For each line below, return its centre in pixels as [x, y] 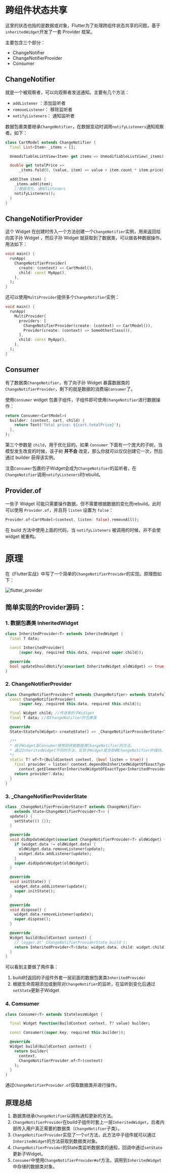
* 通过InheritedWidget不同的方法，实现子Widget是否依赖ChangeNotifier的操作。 [88, 750]
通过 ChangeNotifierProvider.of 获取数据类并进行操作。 [62, 1085]
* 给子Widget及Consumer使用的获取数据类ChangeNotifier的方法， [72, 745]
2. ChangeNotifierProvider [38, 684]
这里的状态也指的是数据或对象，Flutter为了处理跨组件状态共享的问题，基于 [83, 25]
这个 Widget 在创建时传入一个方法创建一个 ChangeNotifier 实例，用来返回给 [83, 232]
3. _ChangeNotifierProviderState [46, 796]
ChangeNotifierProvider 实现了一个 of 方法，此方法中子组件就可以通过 [84, 1135]
